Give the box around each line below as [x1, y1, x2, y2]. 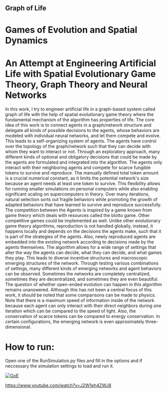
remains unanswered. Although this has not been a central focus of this [5, 286, 152, 292]
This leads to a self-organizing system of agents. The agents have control [5, 137, 157, 144]
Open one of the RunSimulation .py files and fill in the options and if [5, 357, 143, 364]
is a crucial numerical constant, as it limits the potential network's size [5, 175, 149, 181]
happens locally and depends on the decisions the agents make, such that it [5, 228, 162, 234]
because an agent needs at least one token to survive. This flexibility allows [5, 180, 161, 186]
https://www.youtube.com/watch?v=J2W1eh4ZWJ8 [5, 382, 112, 388]
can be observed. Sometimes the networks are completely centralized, [5, 270, 151, 276]
